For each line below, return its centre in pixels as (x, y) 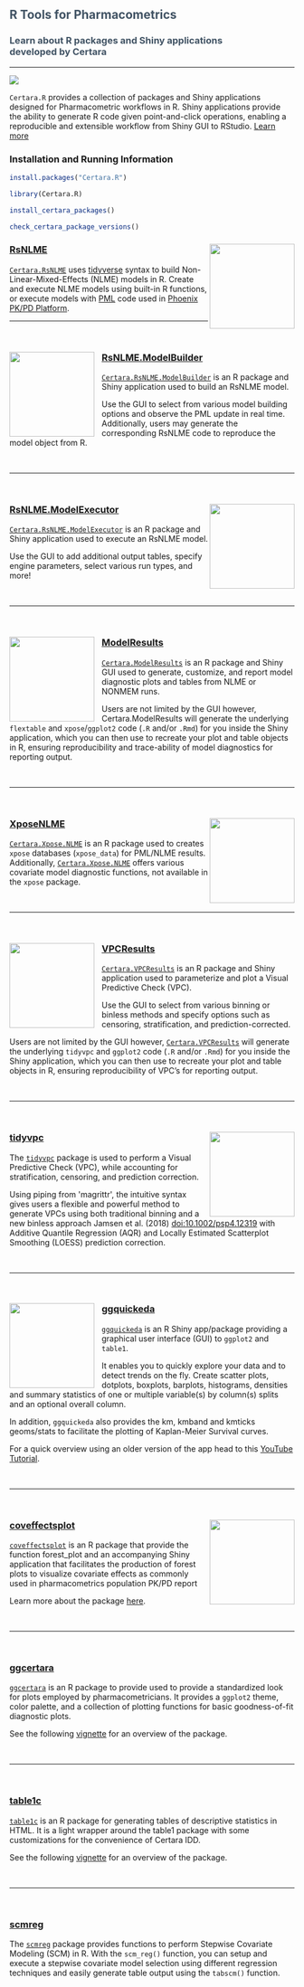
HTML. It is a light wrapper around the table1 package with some (129, 1830)
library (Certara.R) (46, 194)
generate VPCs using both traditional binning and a (104, 1213)
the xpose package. (45, 882)
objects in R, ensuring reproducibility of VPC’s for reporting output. (134, 1071)
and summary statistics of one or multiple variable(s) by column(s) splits (144, 1394)
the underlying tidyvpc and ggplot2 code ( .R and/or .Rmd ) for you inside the (150, 1052)
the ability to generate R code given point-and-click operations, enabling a (148, 116)
